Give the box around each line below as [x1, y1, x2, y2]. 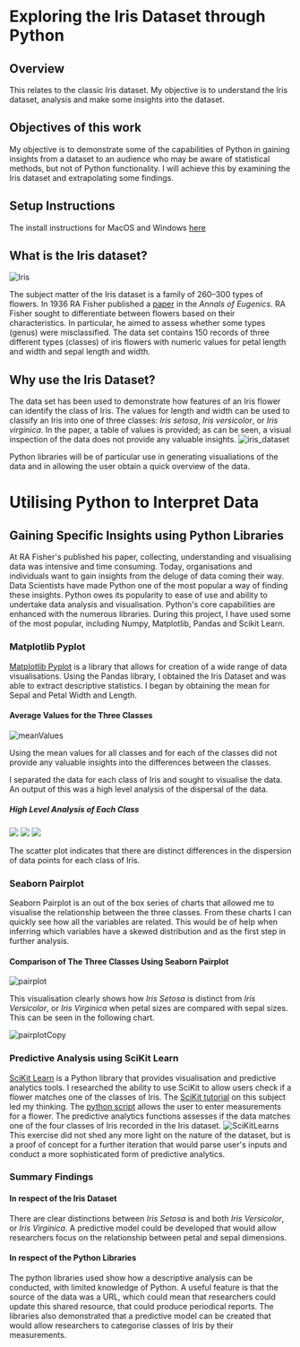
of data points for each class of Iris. [9, 854, 141, 865]
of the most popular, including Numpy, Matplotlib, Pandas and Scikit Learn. [9, 618, 285, 629]
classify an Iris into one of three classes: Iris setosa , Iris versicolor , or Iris [9, 415, 279, 426]
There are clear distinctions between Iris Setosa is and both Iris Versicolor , [9, 1213, 285, 1223]
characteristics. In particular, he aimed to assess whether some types [9, 318, 266, 329]
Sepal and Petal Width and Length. [9, 690, 137, 700]
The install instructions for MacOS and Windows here [9, 222, 206, 233]
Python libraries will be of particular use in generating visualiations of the [9, 451, 279, 462]
